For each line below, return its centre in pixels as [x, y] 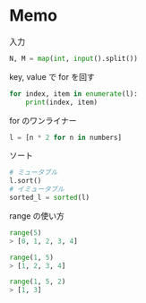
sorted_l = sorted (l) [50, 198]
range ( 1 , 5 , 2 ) [38, 282]
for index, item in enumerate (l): [74, 94]
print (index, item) [62, 102]
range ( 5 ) [26, 233]
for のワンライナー [43, 120]
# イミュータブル [37, 189]
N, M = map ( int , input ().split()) [74, 58]
